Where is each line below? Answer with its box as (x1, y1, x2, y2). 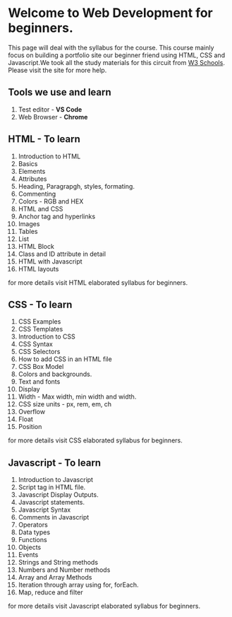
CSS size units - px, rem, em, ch (18, 400, 112, 409)
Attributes (18, 175, 47, 183)
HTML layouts (18, 264, 59, 273)
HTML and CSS (18, 204, 63, 213)
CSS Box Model (18, 363, 64, 371)
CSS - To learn (8, 298, 73, 310)
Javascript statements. (18, 498, 85, 507)
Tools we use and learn (8, 86, 111, 98)
